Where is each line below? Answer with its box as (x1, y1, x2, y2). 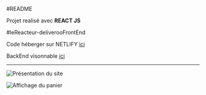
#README (6, 5, 32, 12)
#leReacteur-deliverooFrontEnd (6, 29, 86, 36)
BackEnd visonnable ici (6, 52, 66, 60)
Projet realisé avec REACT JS (6, 17, 81, 24)
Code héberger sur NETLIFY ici (6, 41, 85, 47)
